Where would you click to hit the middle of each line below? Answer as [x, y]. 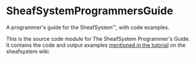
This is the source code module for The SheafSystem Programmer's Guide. [98, 38]
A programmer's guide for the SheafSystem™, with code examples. [88, 27]
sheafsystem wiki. [28, 51]
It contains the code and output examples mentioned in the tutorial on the [96, 45]
